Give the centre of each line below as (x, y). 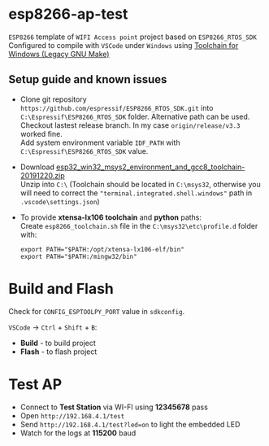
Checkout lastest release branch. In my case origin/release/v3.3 (130, 125)
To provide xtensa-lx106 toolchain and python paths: (111, 217)
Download (37, 167)
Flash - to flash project (59, 352)
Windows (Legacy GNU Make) (59, 54)
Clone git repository (53, 99)
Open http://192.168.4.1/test (72, 415)
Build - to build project (58, 343)
